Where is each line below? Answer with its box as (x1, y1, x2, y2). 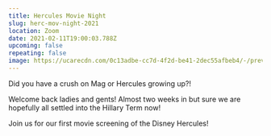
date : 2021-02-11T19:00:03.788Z (8, 34, 117, 43)
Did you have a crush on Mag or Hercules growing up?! (8, 78, 192, 89)
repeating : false (8, 49, 67, 57)
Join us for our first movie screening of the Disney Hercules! (8, 118, 209, 128)
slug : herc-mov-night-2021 (8, 19, 99, 27)
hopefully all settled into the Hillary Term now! (8, 102, 161, 113)
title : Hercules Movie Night (8, 11, 106, 20)
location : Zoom (8, 27, 60, 35)
